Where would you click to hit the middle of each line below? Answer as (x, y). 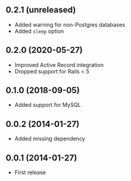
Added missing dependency (50, 138)
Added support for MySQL (48, 105)
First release (30, 172)
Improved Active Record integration (59, 65)
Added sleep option (39, 31)
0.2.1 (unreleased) (41, 10)
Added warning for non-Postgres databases (70, 24)
